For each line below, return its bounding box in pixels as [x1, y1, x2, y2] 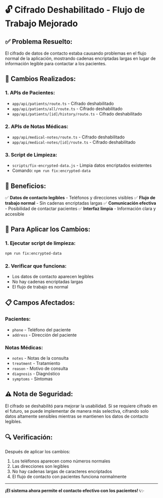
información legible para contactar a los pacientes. [5, 61, 107, 66]
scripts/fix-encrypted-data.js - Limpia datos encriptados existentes [12, 162, 152, 169]
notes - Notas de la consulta [12, 355, 69, 361]
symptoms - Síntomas [12, 376, 53, 382]
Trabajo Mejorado [5, 18, 78, 29]
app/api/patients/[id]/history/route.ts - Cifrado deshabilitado [12, 111, 142, 116]
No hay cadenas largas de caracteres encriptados [12, 468, 113, 474]
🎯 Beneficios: [5, 182, 46, 190]
